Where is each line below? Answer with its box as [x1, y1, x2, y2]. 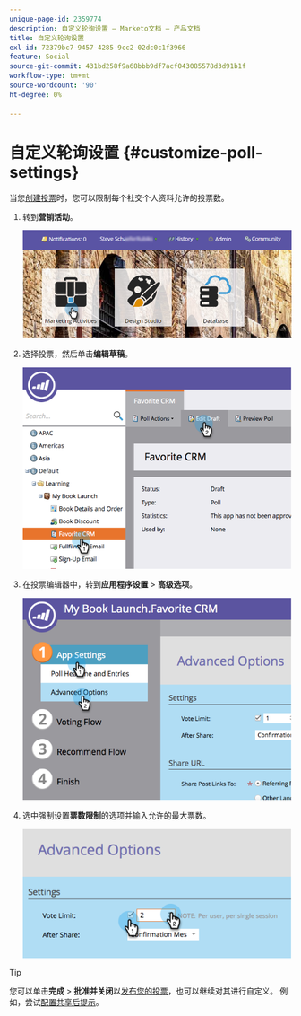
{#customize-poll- [122, 142, 263, 162]
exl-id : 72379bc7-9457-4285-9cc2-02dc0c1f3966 [9, 43, 186, 52]
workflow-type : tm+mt [9, 72, 90, 81]
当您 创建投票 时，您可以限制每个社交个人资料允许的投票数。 [9, 193, 229, 204]
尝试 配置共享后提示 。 [24, 997, 104, 1008]
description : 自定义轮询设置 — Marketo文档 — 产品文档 [9, 23, 201, 33]
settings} [9, 162, 80, 182]
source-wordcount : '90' [9, 81, 99, 90]
